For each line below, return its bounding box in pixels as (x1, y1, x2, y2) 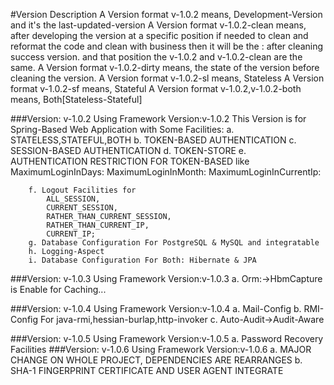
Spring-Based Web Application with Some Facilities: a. (10, 124, 235, 135)
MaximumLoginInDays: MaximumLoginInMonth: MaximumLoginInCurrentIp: (10, 166, 322, 178)
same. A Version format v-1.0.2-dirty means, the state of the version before (10, 62, 320, 73)
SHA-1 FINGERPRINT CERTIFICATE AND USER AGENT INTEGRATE (10, 365, 284, 376)
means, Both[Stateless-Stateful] (10, 94, 143, 105)
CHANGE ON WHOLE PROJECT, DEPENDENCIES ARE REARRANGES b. (10, 354, 303, 366)
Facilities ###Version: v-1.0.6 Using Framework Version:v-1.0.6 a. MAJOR (10, 344, 312, 355)
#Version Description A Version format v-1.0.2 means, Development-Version (10, 9, 323, 20)
